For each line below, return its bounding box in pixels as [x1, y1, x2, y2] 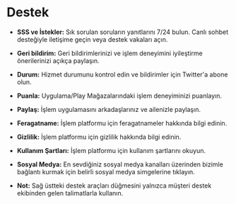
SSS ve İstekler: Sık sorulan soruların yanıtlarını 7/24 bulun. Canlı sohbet [16, 28, 229, 36]
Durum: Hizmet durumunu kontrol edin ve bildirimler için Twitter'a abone [16, 70, 228, 79]
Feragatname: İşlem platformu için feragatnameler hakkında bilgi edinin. [16, 118, 228, 127]
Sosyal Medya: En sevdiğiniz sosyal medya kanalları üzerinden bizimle [16, 160, 223, 169]
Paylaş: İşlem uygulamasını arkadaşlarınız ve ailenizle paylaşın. [16, 105, 201, 113]
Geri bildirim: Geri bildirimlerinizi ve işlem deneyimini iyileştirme [16, 49, 203, 57]
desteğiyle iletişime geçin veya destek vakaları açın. [16, 35, 168, 43]
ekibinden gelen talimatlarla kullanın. [16, 188, 124, 197]
